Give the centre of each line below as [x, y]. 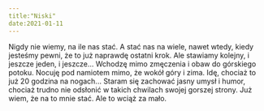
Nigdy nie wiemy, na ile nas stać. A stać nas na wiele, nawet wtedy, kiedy [131, 46]
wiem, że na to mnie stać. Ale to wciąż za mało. [88, 98]
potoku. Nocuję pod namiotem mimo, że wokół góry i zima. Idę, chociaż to [132, 72]
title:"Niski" [32, 16]
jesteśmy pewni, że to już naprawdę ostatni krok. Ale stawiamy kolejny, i [129, 55]
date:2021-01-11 [36, 23]
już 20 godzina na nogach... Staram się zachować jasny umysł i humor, [127, 81]
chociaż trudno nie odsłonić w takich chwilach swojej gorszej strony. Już [130, 89]
